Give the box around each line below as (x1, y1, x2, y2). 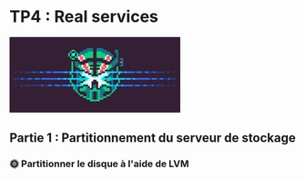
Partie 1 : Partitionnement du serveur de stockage (9, 130, 296, 146)
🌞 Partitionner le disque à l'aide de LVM (9, 157, 189, 170)
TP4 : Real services (9, 6, 159, 27)
